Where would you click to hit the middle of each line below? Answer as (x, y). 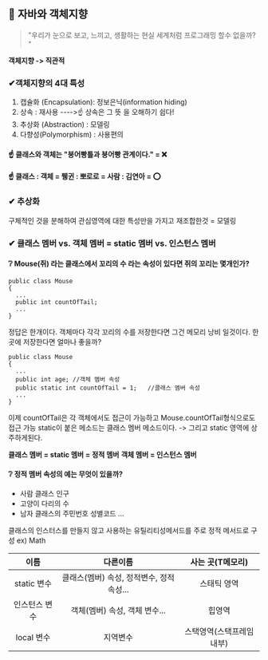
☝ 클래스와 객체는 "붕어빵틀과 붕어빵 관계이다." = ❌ (88, 154)
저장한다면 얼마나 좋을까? (62, 342)
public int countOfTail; (57, 302)
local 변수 (33, 637)
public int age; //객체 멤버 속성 (68, 379)
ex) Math (31, 540)
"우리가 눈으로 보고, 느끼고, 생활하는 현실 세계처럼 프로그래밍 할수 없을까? (142, 35)
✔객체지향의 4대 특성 (47, 83)
